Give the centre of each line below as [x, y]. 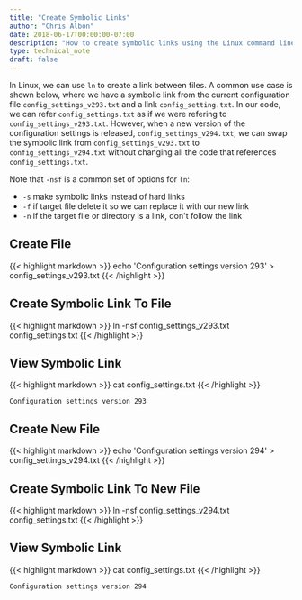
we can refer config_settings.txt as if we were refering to [118, 114]
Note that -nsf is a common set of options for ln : [100, 179]
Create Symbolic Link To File [91, 304]
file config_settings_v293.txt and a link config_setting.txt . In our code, [145, 104]
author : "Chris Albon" [52, 26]
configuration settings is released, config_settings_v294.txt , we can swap [148, 133]
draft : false [34, 59]
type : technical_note [50, 51]
